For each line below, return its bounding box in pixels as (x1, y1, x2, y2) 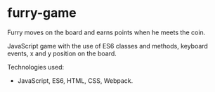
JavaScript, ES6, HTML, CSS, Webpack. (17, 76, 133, 85)
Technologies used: (7, 63, 65, 71)
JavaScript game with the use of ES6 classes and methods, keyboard (7, 41, 209, 50)
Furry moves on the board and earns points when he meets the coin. (7, 28, 206, 37)
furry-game (7, 5, 77, 21)
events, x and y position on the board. (7, 49, 117, 58)
